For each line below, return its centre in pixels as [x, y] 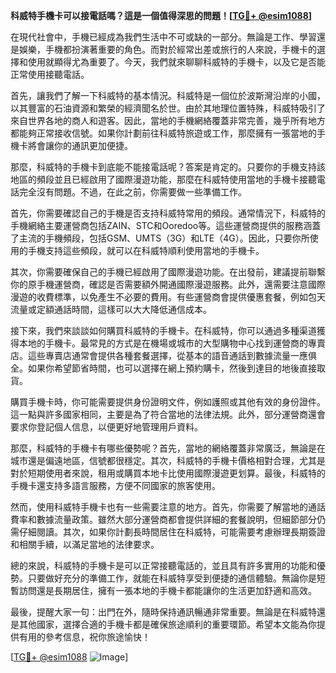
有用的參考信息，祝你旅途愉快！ [84, 637]
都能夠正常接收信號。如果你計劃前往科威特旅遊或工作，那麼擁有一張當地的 [163, 133]
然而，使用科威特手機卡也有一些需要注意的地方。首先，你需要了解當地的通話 [168, 507]
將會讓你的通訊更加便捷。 [80, 145]
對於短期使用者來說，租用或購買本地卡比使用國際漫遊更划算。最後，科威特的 [168, 473]
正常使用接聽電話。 [50, 74]
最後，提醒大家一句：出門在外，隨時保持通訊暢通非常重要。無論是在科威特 [163, 612]
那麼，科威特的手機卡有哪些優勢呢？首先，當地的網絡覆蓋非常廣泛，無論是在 [168, 448]
